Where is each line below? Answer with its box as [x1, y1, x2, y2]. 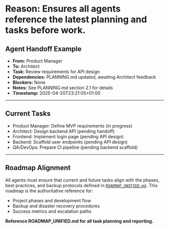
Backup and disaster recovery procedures [12, 203, 100, 209]
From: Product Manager [12, 58, 63, 64]
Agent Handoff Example [5, 44, 82, 53]
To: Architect [12, 64, 40, 69]
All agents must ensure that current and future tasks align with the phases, [5, 177, 160, 183]
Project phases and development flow [12, 197, 92, 203]
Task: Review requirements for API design [12, 69, 100, 75]
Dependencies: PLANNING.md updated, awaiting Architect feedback [12, 74, 156, 80]
